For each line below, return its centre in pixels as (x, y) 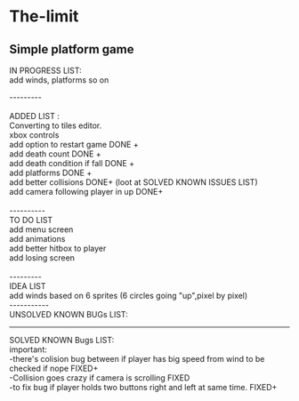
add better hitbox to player (58, 248)
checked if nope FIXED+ (54, 368)
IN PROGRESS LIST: (45, 70)
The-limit (44, 16)
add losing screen (42, 258)
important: (28, 349)
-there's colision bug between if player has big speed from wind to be (137, 359)
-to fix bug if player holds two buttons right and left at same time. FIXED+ (143, 387)
